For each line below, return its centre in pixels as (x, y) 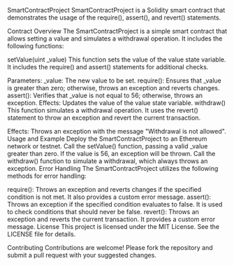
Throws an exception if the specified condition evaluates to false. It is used (115, 204)
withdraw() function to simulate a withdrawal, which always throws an (108, 161)
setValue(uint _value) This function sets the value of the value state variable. (117, 59)
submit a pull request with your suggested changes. (82, 255)
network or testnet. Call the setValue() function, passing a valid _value (108, 146)
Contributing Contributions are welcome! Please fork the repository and (110, 247)
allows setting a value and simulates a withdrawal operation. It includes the (115, 38)
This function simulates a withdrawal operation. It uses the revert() (103, 110)
